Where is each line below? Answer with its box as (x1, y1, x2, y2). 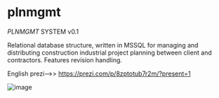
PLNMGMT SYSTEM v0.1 (7, 27, 79, 36)
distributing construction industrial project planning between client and (7, 48, 212, 57)
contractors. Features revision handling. (7, 55, 123, 64)
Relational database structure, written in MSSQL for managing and (7, 41, 199, 49)
